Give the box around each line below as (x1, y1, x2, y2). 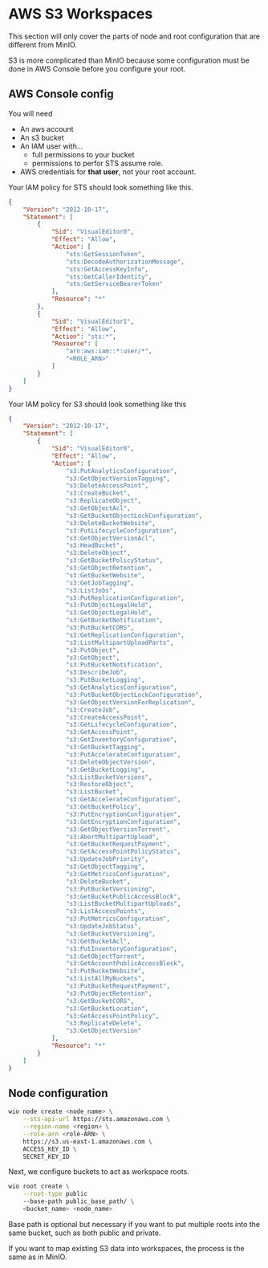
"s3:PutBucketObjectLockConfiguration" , (65, 691, 203, 699)
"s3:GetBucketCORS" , (65, 997, 135, 1005)
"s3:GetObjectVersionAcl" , (65, 534, 156, 542)
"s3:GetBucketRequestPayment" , (65, 840, 171, 848)
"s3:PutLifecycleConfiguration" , (65, 527, 178, 535)
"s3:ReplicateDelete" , (65, 1019, 142, 1028)
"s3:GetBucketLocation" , (65, 1005, 149, 1013)
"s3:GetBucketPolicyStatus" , (65, 557, 163, 565)
